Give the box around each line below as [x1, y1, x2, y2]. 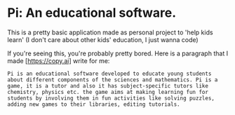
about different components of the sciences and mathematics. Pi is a [7, 76, 218, 83]
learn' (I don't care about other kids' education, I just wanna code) [7, 35, 199, 43]
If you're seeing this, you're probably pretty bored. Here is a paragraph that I [7, 49, 229, 57]
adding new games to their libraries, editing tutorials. [7, 100, 180, 108]
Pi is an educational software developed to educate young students [7, 70, 212, 77]
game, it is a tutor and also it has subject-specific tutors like [7, 82, 209, 89]
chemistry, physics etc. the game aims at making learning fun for [7, 88, 209, 95]
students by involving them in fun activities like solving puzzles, [7, 95, 215, 102]
